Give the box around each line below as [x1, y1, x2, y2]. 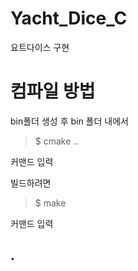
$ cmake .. [34, 135, 79, 147]
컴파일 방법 [10, 80, 96, 103]
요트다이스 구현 [10, 41, 70, 53]
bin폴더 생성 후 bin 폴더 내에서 [10, 115, 129, 127]
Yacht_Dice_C [10, 7, 128, 30]
